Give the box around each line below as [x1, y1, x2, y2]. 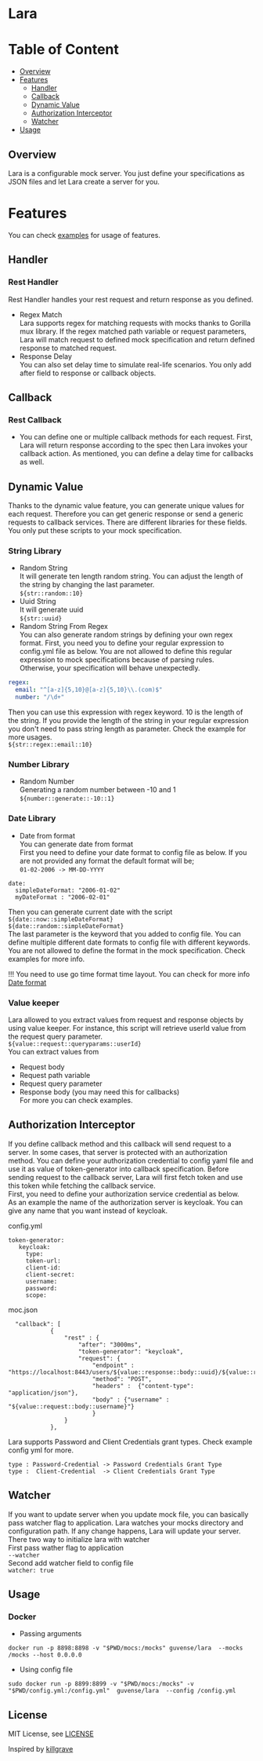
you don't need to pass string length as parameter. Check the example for [8, 724, 247, 733]
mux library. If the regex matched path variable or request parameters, [19, 327, 247, 336]
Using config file [19, 1665, 73, 1675]
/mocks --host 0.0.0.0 [8, 1651, 82, 1659]
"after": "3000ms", [77, 1340, 142, 1349]
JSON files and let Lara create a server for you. [8, 177, 160, 186]
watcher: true [8, 1566, 55, 1574]
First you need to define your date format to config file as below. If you [19, 847, 247, 857]
